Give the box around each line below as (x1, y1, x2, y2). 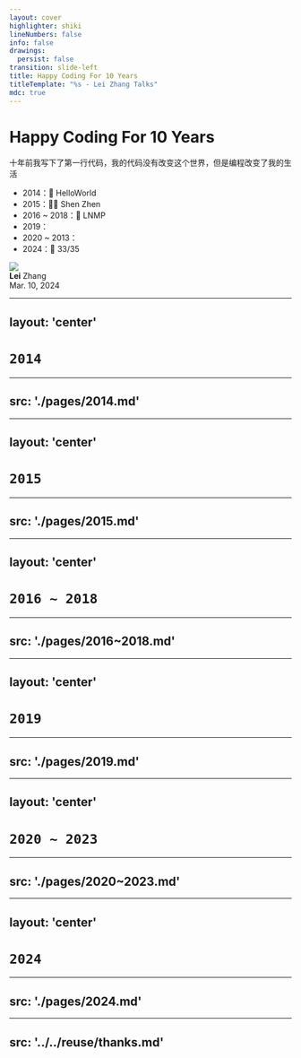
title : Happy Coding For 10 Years (9, 72, 139, 81)
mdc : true (9, 88, 47, 97)
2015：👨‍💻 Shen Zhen (21, 199, 101, 210)
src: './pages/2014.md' (9, 394, 141, 409)
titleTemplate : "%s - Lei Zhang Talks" (9, 80, 159, 89)
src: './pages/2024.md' (9, 993, 142, 1009)
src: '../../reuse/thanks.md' (9, 1035, 164, 1050)
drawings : (9, 47, 47, 56)
